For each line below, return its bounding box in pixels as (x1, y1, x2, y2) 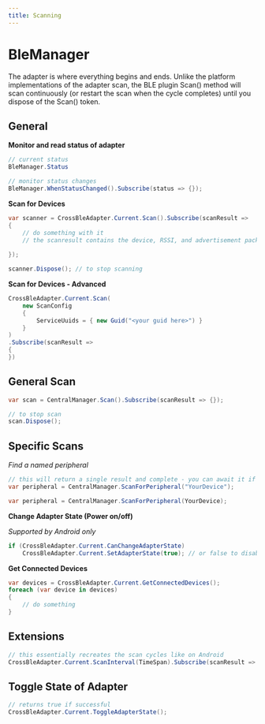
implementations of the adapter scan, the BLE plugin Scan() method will (8, 80, 241, 89)
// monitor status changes (8, 177, 97, 185)
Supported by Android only (8, 526, 96, 536)
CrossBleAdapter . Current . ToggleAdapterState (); (8, 708, 168, 716)
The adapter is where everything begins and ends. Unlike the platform (8, 72, 236, 81)
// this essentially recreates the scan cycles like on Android (8, 651, 224, 659)
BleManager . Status (8, 163, 69, 171)
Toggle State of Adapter (8, 680, 129, 693)
